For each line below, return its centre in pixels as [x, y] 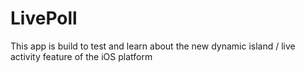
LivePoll [44, 18]
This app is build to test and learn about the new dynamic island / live [153, 46]
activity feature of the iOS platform [81, 56]
